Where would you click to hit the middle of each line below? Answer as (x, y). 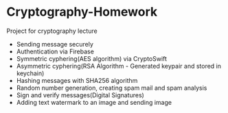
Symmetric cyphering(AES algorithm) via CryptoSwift (92, 58)
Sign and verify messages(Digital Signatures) (80, 95)
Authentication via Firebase (55, 51)
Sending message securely (55, 44)
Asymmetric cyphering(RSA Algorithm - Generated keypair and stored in (118, 66)
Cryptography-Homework (82, 12)
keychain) (30, 73)
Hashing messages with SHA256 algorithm (77, 80)
